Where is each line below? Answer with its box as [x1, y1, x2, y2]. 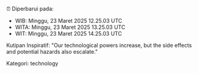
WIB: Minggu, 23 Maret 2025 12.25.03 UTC [14, 17, 123, 24]
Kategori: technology [6, 60, 59, 67]
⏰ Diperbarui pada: [6, 5, 54, 12]
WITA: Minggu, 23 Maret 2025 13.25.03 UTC [14, 24, 126, 31]
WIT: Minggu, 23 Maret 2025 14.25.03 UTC [14, 30, 123, 37]
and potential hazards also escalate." [6, 48, 98, 55]
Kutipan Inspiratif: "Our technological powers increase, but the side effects [6, 42, 192, 49]
